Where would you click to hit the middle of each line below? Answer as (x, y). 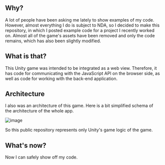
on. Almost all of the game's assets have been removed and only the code (80, 35)
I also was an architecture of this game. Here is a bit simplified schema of (79, 106)
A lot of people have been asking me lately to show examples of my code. (80, 20)
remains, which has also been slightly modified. (53, 41)
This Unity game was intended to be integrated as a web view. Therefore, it (81, 68)
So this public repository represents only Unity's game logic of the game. (79, 130)
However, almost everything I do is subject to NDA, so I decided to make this (82, 25)
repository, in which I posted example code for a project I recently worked (80, 30)
